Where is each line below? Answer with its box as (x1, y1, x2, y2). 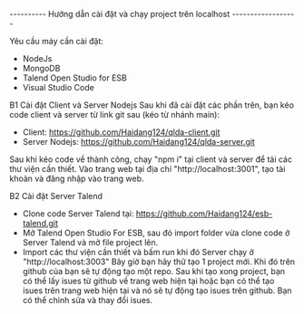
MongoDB (22, 63, 61, 73)
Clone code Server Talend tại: (22, 208, 134, 219)
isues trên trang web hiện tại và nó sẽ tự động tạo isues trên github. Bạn (22, 285, 292, 296)
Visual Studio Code (22, 82, 95, 92)
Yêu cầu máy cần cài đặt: (9, 36, 104, 46)
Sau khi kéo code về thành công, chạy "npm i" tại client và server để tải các (9, 154, 293, 165)
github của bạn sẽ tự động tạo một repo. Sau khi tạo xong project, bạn (22, 266, 286, 276)
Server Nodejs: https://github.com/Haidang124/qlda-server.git (22, 137, 256, 147)
